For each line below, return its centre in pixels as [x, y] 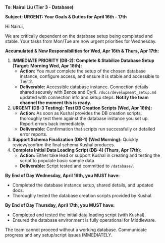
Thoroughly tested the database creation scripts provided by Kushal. [82, 196]
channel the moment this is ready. [55, 103]
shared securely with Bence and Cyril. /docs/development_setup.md [88, 92]
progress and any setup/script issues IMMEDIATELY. [59, 235]
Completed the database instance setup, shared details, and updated [83, 185]
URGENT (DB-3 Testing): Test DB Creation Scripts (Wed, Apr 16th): [82, 108]
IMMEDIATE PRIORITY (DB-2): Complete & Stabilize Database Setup [83, 61]
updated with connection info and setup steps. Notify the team [84, 97]
